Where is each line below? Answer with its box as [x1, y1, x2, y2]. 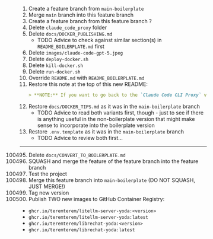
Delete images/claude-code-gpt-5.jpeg [28, 49, 123, 56]
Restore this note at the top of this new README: [28, 81, 148, 88]
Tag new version [28, 189, 69, 196]
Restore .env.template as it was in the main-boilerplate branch [28, 128, 185, 135]
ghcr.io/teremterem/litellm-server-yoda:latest [28, 214, 148, 220]
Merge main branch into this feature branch [28, 11, 134, 18]
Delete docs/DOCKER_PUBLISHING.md [28, 30, 113, 37]
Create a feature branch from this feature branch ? [28, 18, 152, 24]
